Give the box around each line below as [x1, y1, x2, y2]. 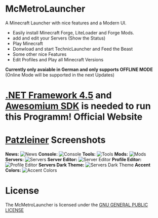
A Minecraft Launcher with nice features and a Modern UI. [5, 20, 127, 26]
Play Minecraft [12, 40, 43, 46]
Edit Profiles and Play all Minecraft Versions [12, 56, 104, 62]
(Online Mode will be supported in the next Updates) [5, 71, 115, 78]
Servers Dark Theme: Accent [38, 162, 151, 168]
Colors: [5, 167, 21, 173]
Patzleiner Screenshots [5, 134, 106, 146]
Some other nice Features [12, 51, 67, 57]
